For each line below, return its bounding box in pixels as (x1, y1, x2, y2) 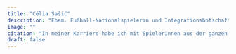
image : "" (7, 23, 37, 30)
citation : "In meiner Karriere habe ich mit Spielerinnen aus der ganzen (7, 29, 228, 37)
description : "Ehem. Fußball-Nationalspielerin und (7, 17, 162, 24)
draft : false (7, 36, 46, 43)
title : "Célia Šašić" (7, 10, 71, 18)
